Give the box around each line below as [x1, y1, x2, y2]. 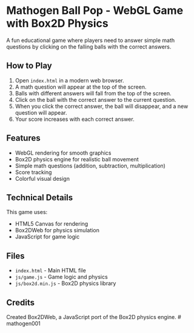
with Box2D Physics [6, 16, 109, 30]
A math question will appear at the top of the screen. [15, 83, 147, 90]
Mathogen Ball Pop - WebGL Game [6, 4, 184, 18]
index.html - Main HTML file [15, 267, 86, 274]
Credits [6, 297, 35, 308]
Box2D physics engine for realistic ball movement [15, 155, 139, 163]
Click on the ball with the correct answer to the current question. [15, 96, 177, 103]
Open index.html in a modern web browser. [15, 76, 124, 84]
